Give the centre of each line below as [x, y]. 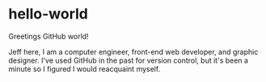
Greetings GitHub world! [49, 36]
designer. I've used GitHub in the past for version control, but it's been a [129, 60]
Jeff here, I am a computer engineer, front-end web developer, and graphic [133, 51]
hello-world [49, 14]
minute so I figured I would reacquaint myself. [84, 68]
